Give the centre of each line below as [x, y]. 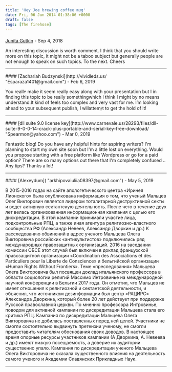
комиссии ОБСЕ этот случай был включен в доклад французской [77, 250]
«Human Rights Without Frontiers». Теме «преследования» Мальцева [80, 266]
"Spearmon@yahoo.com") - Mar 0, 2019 [48, 134]
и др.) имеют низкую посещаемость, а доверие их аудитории [73, 342]
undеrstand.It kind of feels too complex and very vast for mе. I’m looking [82, 102]
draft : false [19, 19]
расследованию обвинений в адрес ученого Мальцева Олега [73, 234]
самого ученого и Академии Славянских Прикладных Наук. [71, 359]
